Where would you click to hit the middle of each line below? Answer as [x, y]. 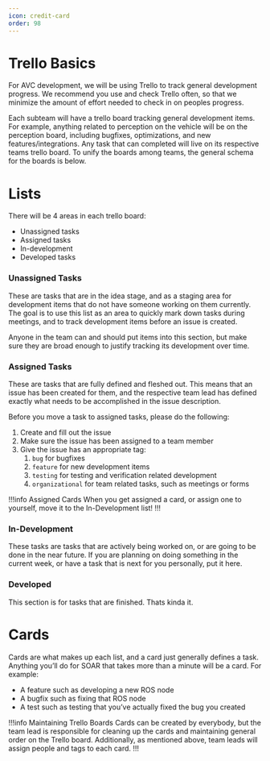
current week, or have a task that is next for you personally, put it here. [125, 563]
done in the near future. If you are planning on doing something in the [123, 555]
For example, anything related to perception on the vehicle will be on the [128, 127]
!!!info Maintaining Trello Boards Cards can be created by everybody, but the [135, 722]
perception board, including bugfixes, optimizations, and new [110, 135]
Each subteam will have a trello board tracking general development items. [132, 119]
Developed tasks [48, 257]
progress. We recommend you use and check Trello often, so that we [123, 94]
